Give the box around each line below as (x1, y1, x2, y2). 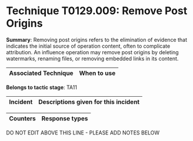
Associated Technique (9, 69, 74, 77)
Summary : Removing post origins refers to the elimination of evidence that (6, 36, 187, 43)
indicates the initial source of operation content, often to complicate (6, 42, 171, 50)
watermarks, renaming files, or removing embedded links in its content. (6, 55, 179, 62)
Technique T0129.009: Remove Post (6, 4, 188, 18)
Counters (9, 114, 36, 122)
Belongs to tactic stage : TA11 (6, 84, 78, 91)
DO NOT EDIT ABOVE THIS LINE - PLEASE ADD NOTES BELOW (6, 129, 160, 136)
